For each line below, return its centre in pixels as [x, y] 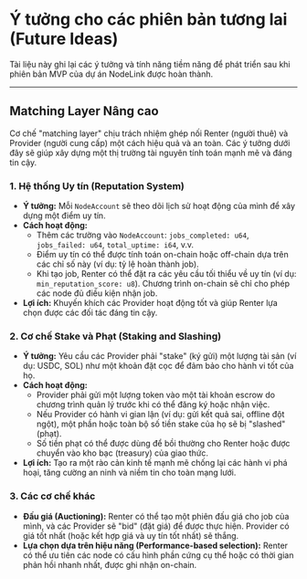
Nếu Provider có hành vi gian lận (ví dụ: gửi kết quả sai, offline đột [160, 415]
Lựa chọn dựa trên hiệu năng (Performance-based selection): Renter [155, 545]
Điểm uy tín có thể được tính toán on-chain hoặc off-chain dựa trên [163, 255]
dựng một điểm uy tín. [64, 216]
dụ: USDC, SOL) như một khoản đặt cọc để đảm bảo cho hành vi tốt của [158, 366]
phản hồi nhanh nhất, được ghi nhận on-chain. [110, 564]
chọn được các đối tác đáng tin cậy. [90, 313]
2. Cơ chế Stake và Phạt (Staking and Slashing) [116, 336]
